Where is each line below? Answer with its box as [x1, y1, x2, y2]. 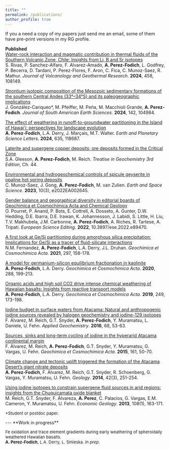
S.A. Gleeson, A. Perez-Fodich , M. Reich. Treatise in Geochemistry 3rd [5, 156, 154, 162]
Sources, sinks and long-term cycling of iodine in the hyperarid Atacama [5, 332, 157, 339]
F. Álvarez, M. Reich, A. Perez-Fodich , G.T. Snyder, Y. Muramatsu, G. [5, 343, 150, 350]
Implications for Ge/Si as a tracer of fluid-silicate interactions [5, 239, 133, 246]
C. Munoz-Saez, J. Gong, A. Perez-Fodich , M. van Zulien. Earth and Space [5, 182, 162, 188]
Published [5, 46, 27, 52]
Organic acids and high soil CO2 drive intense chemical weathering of [5, 281, 152, 287]
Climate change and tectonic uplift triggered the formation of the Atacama [5, 358, 160, 365]
